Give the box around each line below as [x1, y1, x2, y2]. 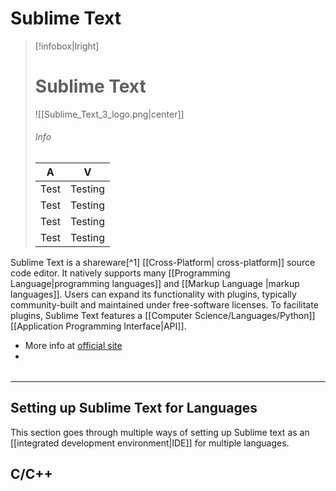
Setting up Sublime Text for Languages [10, 400, 258, 417]
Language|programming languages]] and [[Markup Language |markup [10, 278, 300, 290]
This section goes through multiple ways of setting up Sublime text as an [10, 426, 310, 438]
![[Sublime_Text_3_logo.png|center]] [34, 108, 185, 120]
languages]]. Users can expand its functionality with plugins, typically [10, 288, 297, 301]
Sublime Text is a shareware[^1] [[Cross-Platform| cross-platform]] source [10, 257, 316, 269]
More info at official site [24, 340, 123, 352]
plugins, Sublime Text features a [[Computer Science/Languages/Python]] [10, 310, 316, 322]
